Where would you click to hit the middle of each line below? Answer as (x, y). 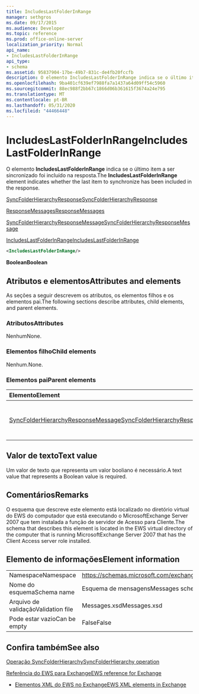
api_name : (18, 50)
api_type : (18, 61)
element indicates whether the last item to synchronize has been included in (99, 182)
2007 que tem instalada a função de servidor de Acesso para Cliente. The (96, 522)
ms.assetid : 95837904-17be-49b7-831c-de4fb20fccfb (70, 72)
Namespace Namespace (43, 575)
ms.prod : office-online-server (45, 39)
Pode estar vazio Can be (42, 619)
